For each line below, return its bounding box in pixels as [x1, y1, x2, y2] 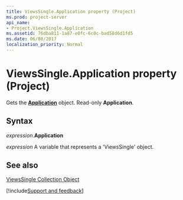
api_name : [6, 19, 31, 25]
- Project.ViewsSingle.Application [6, 25, 94, 31]
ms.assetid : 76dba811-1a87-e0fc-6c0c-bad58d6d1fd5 [6, 31, 133, 37]
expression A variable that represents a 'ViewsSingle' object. [6, 143, 154, 150]
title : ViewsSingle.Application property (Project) [6, 8, 136, 15]
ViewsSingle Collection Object [6, 176, 80, 183]
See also [6, 160, 38, 171]
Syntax [6, 116, 33, 126]
